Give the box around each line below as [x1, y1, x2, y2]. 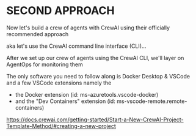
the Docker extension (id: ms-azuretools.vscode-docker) [15, 91, 159, 98]
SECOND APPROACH [6, 4, 115, 18]
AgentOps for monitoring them [6, 61, 84, 68]
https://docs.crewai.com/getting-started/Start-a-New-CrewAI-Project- [6, 116, 184, 123]
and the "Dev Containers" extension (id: [15, 97, 116, 105]
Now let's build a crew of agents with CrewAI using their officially [6, 24, 170, 31]
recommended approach [6, 30, 69, 37]
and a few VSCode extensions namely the [6, 79, 112, 86]
